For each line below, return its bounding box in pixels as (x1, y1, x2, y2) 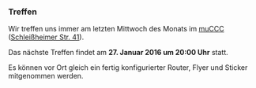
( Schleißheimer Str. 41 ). (8, 32, 85, 42)
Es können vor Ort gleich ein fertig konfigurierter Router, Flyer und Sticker (8, 63, 248, 72)
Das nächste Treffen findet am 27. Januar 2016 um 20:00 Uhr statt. (8, 48, 229, 57)
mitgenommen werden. (8, 71, 84, 81)
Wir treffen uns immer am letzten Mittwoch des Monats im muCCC (8, 24, 224, 34)
